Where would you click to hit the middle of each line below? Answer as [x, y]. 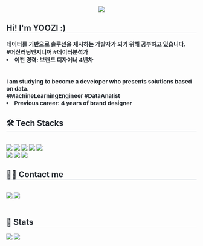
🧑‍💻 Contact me [35, 175]
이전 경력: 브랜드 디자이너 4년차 [54, 60]
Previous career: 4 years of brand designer [73, 103]
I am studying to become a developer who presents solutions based [99, 81]
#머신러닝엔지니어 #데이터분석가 [47, 52]
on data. [18, 89]
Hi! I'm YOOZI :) [36, 28]
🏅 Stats [20, 222]
